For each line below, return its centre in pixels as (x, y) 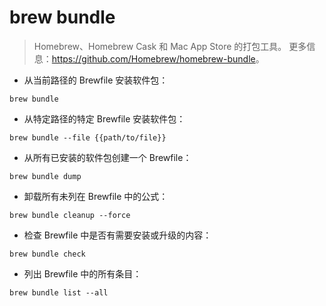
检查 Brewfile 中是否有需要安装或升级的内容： (117, 235)
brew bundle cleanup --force (70, 215)
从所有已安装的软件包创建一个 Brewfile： (107, 157)
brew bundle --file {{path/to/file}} (88, 137)
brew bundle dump (45, 176)
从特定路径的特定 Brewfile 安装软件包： (104, 118)
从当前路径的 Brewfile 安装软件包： (96, 80)
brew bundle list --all (59, 292)
